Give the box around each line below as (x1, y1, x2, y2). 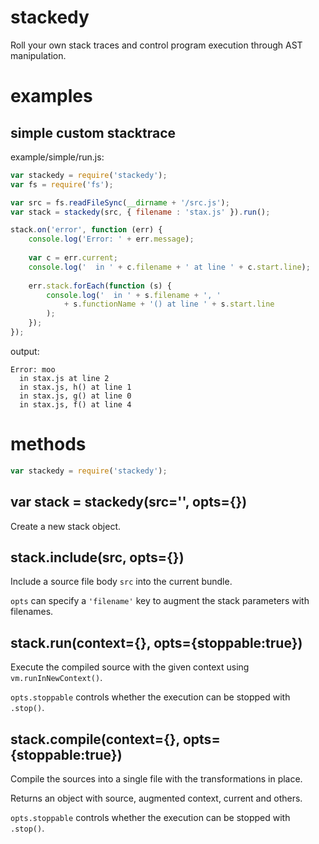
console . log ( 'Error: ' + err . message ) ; (28, 234, 195, 245)
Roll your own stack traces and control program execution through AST (10, 39, 303, 51)
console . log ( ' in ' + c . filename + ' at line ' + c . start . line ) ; (28, 262, 311, 272)
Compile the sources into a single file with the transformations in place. (10, 773, 303, 785)
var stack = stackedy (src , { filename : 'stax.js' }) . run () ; (10, 207, 271, 217)
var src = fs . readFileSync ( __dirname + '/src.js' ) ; (10, 197, 230, 208)
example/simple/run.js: (10, 151, 105, 163)
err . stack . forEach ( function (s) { (28, 281, 172, 291)
